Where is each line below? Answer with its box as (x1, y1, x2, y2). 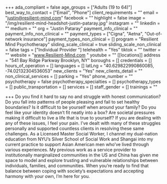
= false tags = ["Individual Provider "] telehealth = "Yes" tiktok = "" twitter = (5, 47, 161, 52)
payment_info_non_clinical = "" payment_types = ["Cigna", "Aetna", (5, 31, 143, 36)
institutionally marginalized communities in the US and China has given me (5, 152, 158, 158)
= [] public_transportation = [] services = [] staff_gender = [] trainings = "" (5, 84, 157, 89)
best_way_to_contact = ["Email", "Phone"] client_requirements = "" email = (5, 9, 158, 15)
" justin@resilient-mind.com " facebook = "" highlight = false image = (5, 15, 146, 20)
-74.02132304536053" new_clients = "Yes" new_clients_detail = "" (5, 68, 142, 74)
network (5, 36, 22, 42)
